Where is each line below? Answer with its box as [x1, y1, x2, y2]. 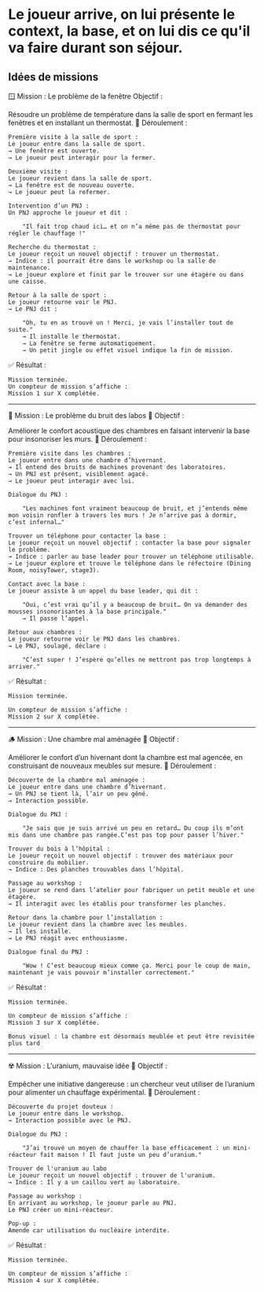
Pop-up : [8, 1220, 37, 1228]
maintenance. [8, 264, 51, 272]
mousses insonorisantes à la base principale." [8, 607, 167, 615]
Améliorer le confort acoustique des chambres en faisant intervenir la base [8, 426, 250, 435]
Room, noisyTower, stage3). [8, 567, 101, 574]
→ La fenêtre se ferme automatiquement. [22, 340, 156, 347]
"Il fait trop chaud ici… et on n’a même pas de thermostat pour [22, 222, 241, 230]
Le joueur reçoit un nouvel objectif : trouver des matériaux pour [8, 852, 234, 860]
